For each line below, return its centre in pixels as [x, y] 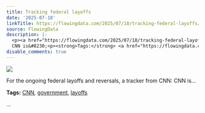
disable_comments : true [37, 52]
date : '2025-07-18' [31, 18]
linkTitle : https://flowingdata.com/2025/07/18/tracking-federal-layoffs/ [103, 23]
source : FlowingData [33, 29]
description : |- [27, 35]
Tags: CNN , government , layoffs [47, 92]
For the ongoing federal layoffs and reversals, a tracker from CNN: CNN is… [101, 81]
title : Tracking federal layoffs [49, 12]
